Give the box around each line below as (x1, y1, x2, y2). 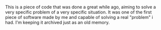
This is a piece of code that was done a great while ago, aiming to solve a (5, 4, 156, 10)
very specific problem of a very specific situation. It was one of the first (5, 9, 152, 15)
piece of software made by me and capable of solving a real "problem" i (5, 15, 153, 20)
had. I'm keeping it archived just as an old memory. (5, 19, 110, 25)
